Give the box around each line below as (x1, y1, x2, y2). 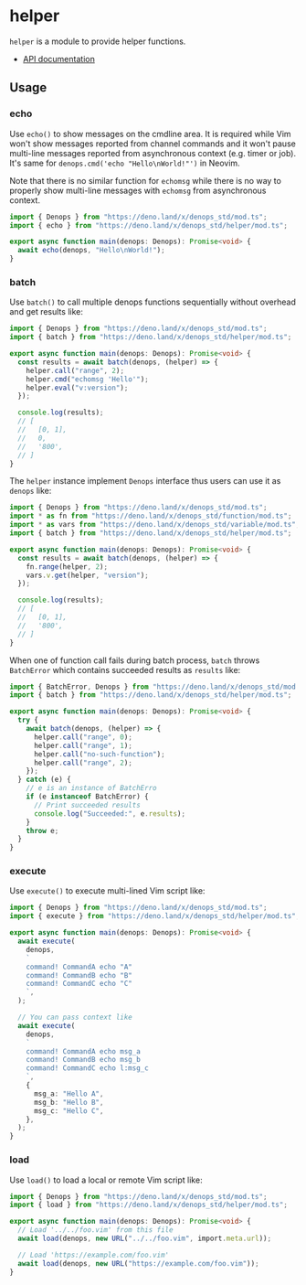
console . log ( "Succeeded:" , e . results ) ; (33, 808, 185, 819)
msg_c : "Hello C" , (33, 1106, 104, 1116)
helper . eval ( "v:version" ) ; (26, 383, 129, 392)
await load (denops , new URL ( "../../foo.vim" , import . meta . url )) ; (17, 1234, 272, 1244)
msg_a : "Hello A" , (33, 1089, 104, 1098)
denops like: (9, 486, 52, 497)
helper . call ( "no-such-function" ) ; (33, 749, 166, 759)
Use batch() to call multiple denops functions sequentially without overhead (9, 296, 297, 307)
